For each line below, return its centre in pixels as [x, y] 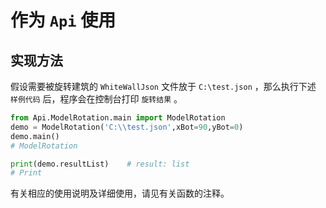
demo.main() [35, 136]
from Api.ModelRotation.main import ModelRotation [118, 118]
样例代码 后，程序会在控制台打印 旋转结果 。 [96, 99]
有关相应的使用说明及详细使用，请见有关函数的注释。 [120, 193]
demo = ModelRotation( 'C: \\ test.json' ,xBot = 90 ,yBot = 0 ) [127, 127]
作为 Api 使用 [63, 20]
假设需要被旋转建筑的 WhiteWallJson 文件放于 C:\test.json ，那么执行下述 [163, 86]
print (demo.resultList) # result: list [100, 164]
